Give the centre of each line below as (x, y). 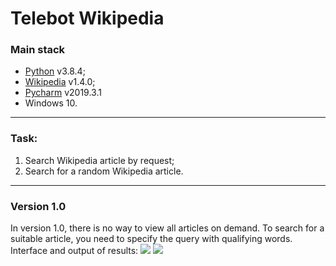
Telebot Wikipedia (87, 18)
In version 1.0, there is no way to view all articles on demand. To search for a (167, 228)
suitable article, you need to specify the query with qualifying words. (151, 239)
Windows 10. (51, 103)
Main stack (38, 50)
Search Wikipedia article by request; (99, 160)
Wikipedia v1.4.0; (60, 82)
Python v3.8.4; (55, 71)
